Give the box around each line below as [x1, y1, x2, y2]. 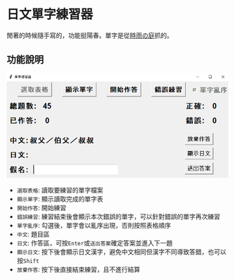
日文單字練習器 [6, 6, 94, 23]
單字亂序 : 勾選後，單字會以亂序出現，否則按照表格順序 [16, 221, 172, 229]
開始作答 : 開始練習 [16, 203, 67, 212]
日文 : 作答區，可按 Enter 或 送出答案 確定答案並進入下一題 [16, 238, 173, 247]
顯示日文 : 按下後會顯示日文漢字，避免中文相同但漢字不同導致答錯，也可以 [16, 248, 227, 256]
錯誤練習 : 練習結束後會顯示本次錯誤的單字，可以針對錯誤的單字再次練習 [16, 212, 221, 221]
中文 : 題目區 [16, 230, 50, 238]
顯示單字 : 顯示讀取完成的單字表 [16, 195, 103, 203]
